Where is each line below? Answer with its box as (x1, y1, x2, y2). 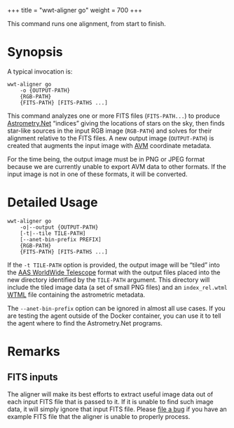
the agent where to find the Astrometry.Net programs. (7, 319, 163, 327)
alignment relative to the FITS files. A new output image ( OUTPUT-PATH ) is (7, 133, 214, 142)
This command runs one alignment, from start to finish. (7, 20, 166, 27)
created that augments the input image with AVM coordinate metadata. (7, 141, 212, 149)
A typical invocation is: (7, 67, 73, 76)
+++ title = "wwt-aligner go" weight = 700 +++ (7, 6, 142, 14)
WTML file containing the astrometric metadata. (7, 290, 146, 299)
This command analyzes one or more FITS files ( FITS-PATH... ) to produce (7, 112, 221, 120)
